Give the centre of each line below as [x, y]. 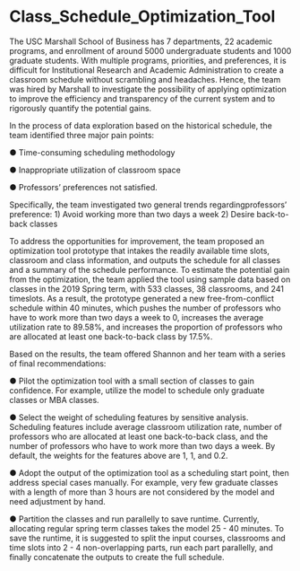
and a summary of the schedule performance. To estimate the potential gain [150, 269]
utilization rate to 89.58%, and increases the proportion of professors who [146, 327]
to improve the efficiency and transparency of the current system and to [142, 98]
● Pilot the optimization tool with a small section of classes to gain [132, 381]
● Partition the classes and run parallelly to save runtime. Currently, [134, 519]
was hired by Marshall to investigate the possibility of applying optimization [148, 89]
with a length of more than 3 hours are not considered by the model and [142, 492]
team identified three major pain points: [82, 135]
